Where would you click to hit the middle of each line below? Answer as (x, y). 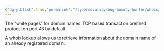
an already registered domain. (35, 43)
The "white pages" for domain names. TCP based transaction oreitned (76, 23)
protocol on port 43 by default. (36, 28)
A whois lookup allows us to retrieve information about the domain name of (81, 38)
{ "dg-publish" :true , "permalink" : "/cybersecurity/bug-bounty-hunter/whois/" (84, 9)
